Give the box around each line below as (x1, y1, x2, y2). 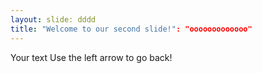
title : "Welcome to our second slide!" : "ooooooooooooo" (10, 24, 253, 34)
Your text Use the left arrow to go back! (10, 51, 173, 63)
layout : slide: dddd (10, 14, 97, 25)
